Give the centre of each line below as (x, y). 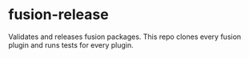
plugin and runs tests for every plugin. (71, 44)
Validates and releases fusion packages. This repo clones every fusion (125, 37)
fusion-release (59, 15)
